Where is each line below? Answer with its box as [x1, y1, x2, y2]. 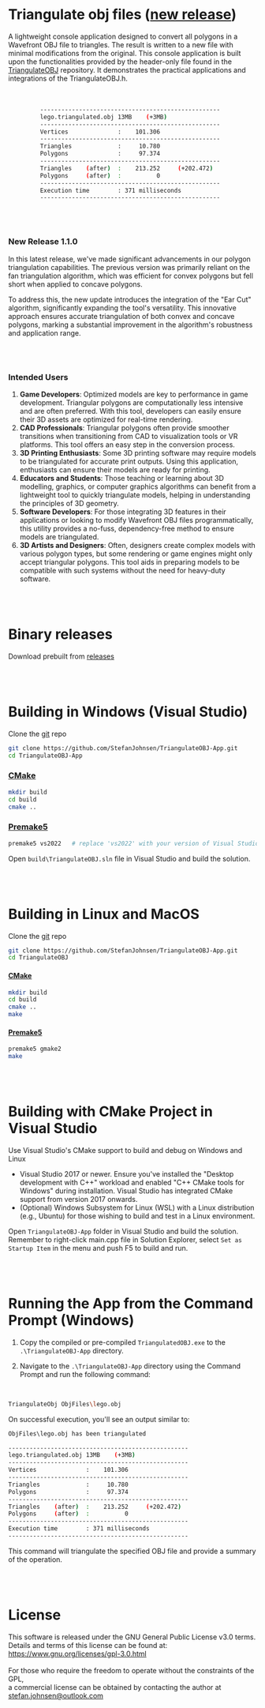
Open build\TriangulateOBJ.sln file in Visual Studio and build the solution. [8, 854, 251, 863]
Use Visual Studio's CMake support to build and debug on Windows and [8, 1145, 243, 1154]
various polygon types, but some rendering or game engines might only [19, 549, 253, 558]
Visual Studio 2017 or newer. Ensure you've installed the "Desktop [19, 1169, 234, 1178]
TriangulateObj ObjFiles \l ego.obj [8, 1400, 122, 1408]
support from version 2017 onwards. [19, 1194, 138, 1203]
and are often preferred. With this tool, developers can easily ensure [19, 406, 242, 415]
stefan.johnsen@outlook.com [8, 1691, 104, 1700]
